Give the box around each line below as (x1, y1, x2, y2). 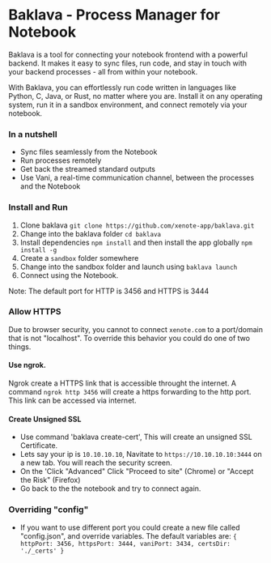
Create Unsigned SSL (8, 414, 82, 424)
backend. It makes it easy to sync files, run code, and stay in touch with (8, 58, 248, 68)
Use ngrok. (8, 360, 47, 370)
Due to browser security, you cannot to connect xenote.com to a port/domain (8, 324, 263, 334)
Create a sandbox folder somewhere (19, 253, 139, 262)
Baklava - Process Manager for (8, 6, 221, 24)
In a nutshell (8, 128, 58, 139)
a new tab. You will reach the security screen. (19, 458, 172, 467)
